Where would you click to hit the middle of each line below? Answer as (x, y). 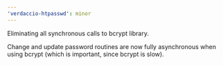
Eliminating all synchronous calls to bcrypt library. (78, 33)
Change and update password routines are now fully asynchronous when (112, 46)
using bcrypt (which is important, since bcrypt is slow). (86, 54)
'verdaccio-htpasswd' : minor (49, 13)
